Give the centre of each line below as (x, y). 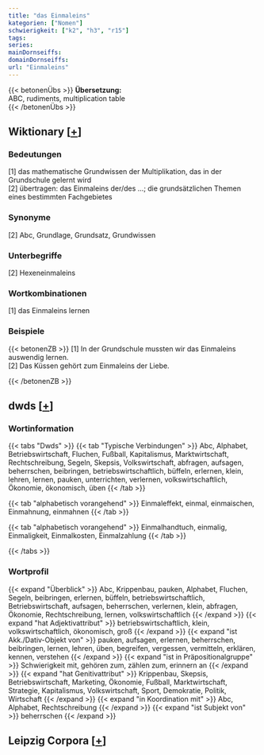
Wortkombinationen (48, 293)
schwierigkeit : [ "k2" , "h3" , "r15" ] (69, 30)
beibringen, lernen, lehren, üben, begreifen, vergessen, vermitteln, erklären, (132, 648)
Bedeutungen (35, 154)
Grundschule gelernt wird (50, 180)
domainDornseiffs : (38, 60)
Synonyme (30, 218)
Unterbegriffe (35, 255)
